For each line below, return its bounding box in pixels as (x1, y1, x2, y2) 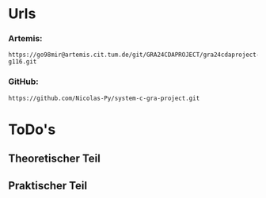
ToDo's (8, 120, 56, 139)
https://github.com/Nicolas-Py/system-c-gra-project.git (8, 94, 200, 102)
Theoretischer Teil (8, 152, 101, 166)
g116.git (8, 58, 37, 66)
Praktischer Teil (8, 179, 88, 192)
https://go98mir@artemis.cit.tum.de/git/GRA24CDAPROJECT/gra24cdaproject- (8, 51, 260, 59)
